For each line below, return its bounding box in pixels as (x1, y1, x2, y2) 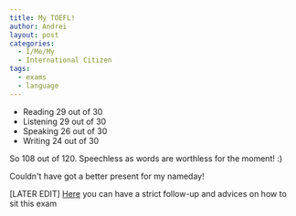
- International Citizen (17, 56, 112, 65)
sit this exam (9, 198, 58, 209)
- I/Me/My (17, 47, 55, 57)
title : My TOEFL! (9, 13, 76, 23)
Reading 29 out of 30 (22, 106, 103, 117)
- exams (17, 73, 48, 82)
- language (17, 81, 59, 90)
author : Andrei (9, 22, 68, 31)
